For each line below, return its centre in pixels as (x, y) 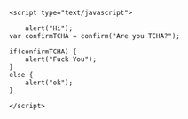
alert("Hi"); (49, 28)
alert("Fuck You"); (61, 59)
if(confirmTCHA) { (43, 52)
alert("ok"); (49, 83)
